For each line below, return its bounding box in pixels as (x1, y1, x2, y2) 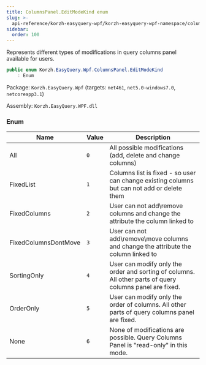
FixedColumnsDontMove (9, 238, 81, 247)
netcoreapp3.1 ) (6, 90, 45, 97)
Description (135, 133, 170, 141)
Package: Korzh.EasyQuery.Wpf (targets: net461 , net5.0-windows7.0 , (6, 83, 176, 91)
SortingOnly (9, 271, 44, 280)
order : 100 (12, 32, 40, 38)
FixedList (9, 180, 36, 189)
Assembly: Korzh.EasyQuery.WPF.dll (6, 102, 98, 109)
